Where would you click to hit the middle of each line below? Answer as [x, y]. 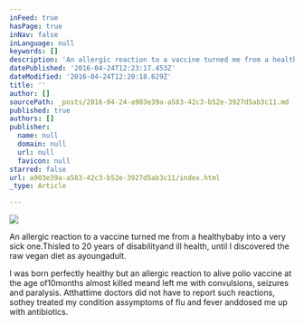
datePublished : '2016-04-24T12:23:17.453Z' [93, 69]
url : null [36, 152]
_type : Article [38, 186]
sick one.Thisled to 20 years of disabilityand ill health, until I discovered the [149, 246]
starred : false [38, 169]
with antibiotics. [39, 312]
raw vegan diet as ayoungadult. [68, 256]
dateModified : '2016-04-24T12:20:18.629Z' [90, 77]
